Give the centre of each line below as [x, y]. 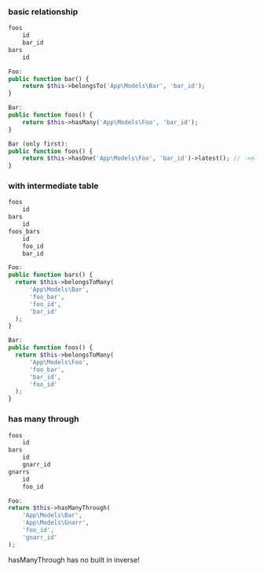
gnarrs [19, 472]
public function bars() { [50, 275]
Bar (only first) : [38, 144]
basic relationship [43, 12]
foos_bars [24, 231]
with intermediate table [53, 186]
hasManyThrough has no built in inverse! [74, 559]
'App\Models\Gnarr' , [56, 523]
